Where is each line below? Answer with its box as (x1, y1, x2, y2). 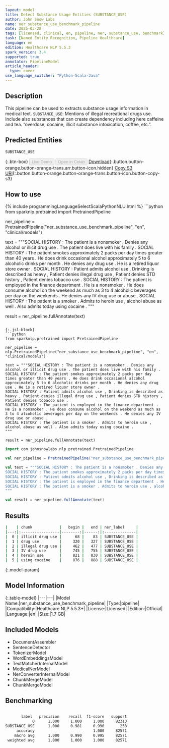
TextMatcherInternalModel (12, 660, 68, 666)
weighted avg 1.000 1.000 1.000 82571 (7, 737, 127, 742)
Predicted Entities (5, 136, 62, 144)
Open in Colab (57, 159, 85, 165)
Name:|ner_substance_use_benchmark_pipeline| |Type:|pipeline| (5, 600, 139, 606)
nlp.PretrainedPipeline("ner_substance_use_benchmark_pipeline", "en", (5, 349, 158, 355)
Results (5, 511, 30, 520)
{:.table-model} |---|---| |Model (5, 595, 70, 601)
